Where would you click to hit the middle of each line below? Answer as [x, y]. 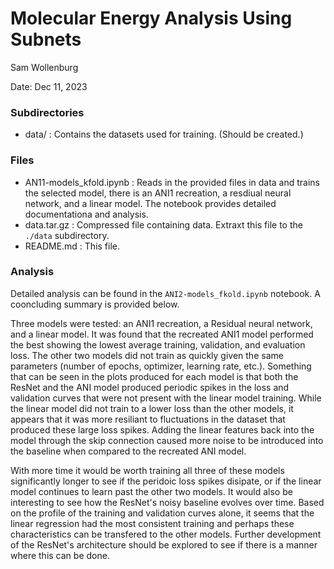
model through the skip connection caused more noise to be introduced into [167, 440]
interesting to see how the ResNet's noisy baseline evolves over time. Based [167, 502]
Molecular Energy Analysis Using [151, 18]
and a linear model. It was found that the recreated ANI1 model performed [162, 334]
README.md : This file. [72, 246]
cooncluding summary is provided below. [95, 304]
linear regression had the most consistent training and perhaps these [152, 523]
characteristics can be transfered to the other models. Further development [166, 534]
